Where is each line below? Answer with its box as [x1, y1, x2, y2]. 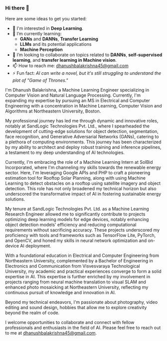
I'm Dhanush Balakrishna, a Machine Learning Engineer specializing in [5, 87, 150, 93]
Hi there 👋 [5, 4, 30, 11]
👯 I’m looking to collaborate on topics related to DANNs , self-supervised [12, 52, 163, 58]
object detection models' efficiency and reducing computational [5, 222, 137, 228]
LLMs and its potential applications [19, 41, 92, 47]
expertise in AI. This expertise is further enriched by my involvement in [5, 274, 151, 280]
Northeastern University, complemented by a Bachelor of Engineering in [5, 258, 154, 264]
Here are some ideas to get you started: [5, 16, 87, 22]
